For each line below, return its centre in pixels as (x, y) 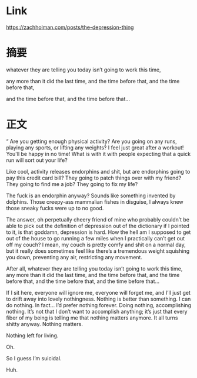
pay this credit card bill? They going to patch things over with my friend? (94, 178)
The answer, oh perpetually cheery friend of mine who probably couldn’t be (98, 219)
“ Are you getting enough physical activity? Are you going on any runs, (92, 141)
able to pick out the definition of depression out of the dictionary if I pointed (98, 226)
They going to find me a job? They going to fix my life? (72, 184)
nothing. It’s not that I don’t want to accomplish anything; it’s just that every (97, 311)
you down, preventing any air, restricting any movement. (74, 257)
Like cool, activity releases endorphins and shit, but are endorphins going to (98, 171)
